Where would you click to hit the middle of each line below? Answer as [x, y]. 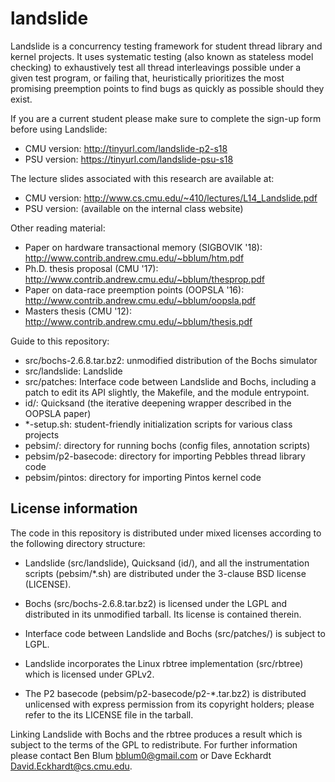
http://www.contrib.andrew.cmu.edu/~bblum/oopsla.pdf [140, 300]
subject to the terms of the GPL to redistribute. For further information [154, 744]
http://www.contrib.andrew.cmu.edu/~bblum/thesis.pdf [138, 321]
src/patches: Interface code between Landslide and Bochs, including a [170, 381]
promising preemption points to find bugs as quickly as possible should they [167, 88]
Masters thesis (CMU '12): [78, 311]
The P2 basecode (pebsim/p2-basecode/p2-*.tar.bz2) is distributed [165, 693]
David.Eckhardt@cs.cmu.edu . [71, 766]
